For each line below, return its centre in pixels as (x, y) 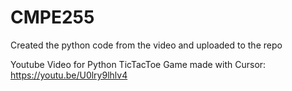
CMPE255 (52, 17)
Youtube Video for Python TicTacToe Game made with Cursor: (138, 64)
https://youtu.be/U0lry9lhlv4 (69, 75)
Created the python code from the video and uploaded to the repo (146, 45)
